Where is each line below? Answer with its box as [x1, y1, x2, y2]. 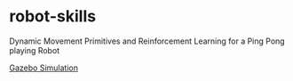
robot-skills [9, 6, 96, 27]
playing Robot [9, 45, 60, 55]
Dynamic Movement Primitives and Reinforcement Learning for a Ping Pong [9, 36, 286, 46]
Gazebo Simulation [9, 62, 78, 73]
